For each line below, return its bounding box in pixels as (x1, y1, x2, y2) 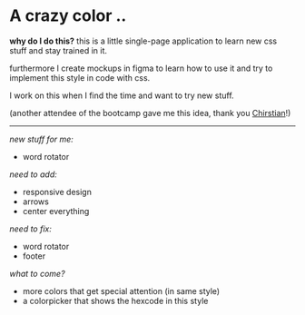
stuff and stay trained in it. (9, 44, 107, 55)
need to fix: (9, 223, 53, 234)
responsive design (22, 186, 93, 197)
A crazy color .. (9, 5, 127, 26)
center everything (22, 205, 90, 216)
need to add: (9, 169, 57, 180)
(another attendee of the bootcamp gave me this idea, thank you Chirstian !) (9, 107, 291, 118)
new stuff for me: (9, 133, 74, 144)
